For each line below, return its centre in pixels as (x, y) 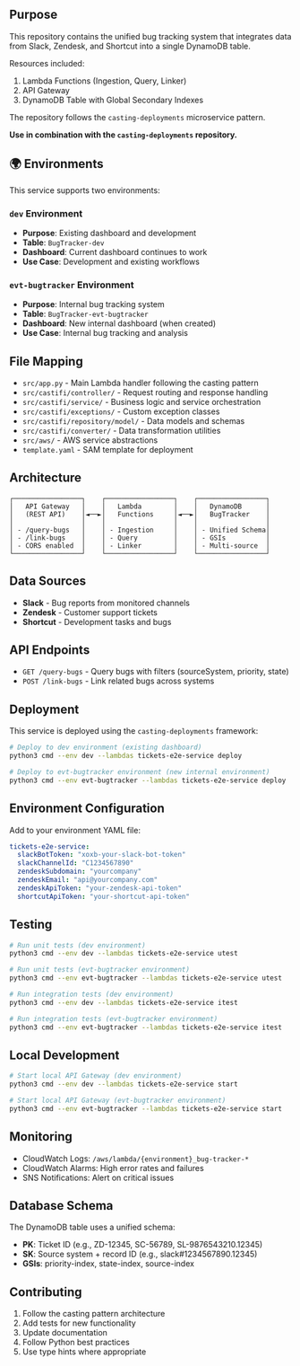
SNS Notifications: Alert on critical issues (98, 1177)
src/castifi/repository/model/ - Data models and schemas (133, 421)
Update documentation (64, 1333)
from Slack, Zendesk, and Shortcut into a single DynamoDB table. (130, 46)
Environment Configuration (87, 809)
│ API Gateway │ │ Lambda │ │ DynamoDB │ (140, 507)
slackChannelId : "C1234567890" (76, 863)
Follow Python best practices (76, 1343)
